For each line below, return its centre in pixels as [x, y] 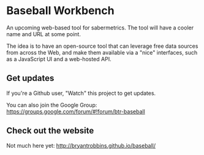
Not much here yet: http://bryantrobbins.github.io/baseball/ [81, 145]
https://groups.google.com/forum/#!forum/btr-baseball [76, 112]
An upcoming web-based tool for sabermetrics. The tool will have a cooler [100, 28]
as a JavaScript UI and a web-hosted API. [59, 59]
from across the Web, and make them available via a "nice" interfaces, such [102, 52]
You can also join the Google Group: [52, 105]
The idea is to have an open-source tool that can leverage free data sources [102, 46]
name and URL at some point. [44, 34]
